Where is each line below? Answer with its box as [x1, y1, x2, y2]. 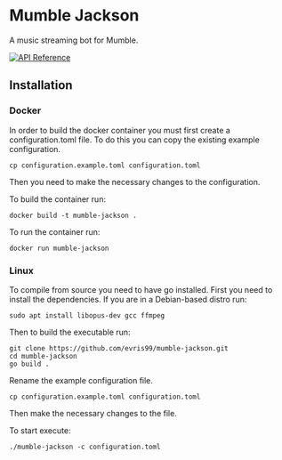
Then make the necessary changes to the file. [9, 408, 178, 418]
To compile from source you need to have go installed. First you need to [9, 284, 273, 295]
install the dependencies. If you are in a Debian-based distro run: [9, 294, 247, 304]
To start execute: [9, 424, 71, 436]
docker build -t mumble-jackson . [9, 211, 138, 220]
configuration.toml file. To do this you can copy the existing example [9, 134, 260, 145]
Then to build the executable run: [9, 327, 131, 337]
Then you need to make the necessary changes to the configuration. [9, 176, 261, 187]
